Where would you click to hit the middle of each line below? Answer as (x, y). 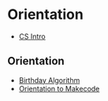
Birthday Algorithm (49, 80)
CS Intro (32, 36)
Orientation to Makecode (59, 88)
